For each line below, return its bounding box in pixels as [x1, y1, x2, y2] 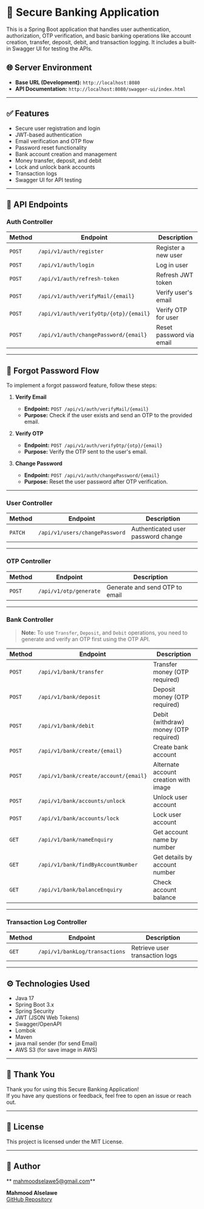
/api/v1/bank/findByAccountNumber [38, 861, 138, 868]
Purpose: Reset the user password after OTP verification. [24, 478, 168, 485]
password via [155, 331, 194, 339]
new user [155, 251, 183, 260]
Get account [152, 828, 188, 836]
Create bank [152, 743, 188, 751]
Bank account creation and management [15, 150, 117, 157]
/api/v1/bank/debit [38, 722, 95, 729]
